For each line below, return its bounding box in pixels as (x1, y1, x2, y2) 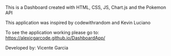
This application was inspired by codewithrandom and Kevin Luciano (5, 20, 150, 25)
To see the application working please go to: (5, 30, 99, 35)
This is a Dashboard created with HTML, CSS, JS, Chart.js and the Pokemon (5, 5, 166, 10)
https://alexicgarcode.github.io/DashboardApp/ (5, 35, 105, 41)
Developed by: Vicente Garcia (5, 45, 68, 50)
